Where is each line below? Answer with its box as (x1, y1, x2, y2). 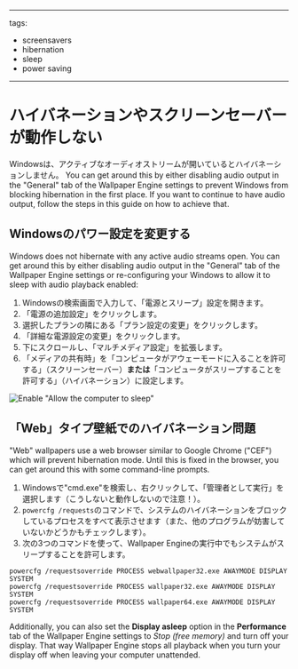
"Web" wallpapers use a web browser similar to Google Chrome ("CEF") (9, 445, 272, 456)
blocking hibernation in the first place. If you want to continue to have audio (9, 188, 286, 200)
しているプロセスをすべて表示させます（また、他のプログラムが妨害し (21, 515, 278, 526)
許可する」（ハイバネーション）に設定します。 (21, 375, 189, 386)
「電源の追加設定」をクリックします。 (21, 308, 162, 319)
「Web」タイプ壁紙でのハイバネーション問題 (9, 421, 256, 436)
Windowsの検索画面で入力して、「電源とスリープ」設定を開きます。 (21, 297, 269, 307)
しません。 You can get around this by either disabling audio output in (24, 170, 279, 180)
